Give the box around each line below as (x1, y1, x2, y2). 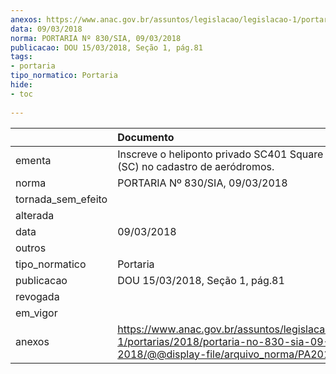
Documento (117, 130, 175, 144)
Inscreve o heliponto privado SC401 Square (117, 147, 324, 161)
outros (15, 241, 47, 255)
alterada (15, 208, 55, 222)
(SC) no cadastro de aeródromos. (117, 159, 275, 173)
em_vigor (15, 306, 58, 320)
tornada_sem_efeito (15, 192, 108, 206)
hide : (10, 80, 33, 90)
